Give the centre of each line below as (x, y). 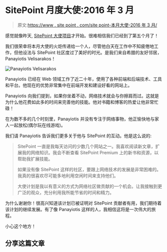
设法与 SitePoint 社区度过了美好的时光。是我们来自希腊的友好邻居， (92, 52)
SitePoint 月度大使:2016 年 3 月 (69, 10)
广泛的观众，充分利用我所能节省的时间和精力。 (65, 192)
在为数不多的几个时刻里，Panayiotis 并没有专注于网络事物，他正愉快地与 (80, 119)
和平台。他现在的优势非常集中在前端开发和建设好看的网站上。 (69, 85)
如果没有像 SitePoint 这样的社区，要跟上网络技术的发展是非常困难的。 (89, 169)
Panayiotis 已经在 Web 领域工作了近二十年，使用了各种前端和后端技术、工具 (84, 79)
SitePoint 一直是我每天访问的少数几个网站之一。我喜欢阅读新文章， (86, 146)
